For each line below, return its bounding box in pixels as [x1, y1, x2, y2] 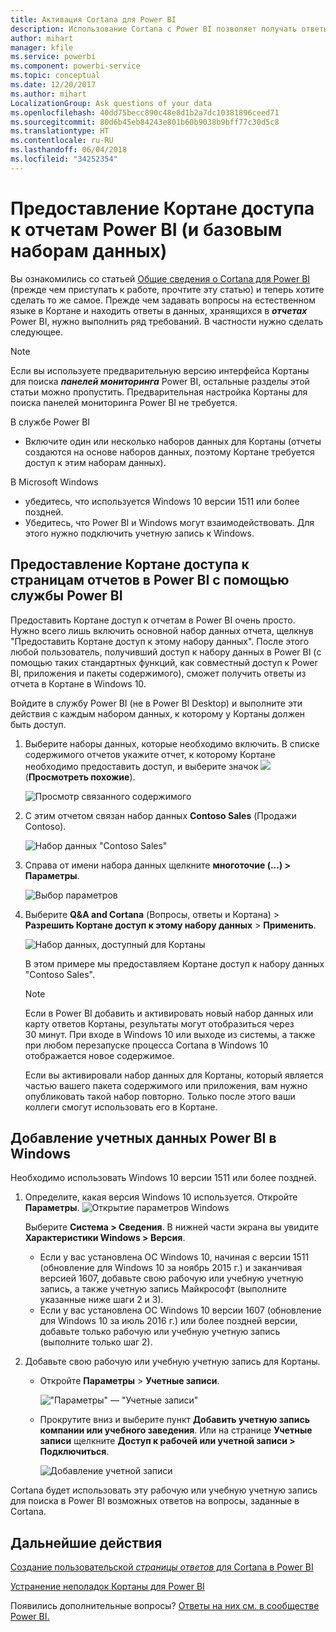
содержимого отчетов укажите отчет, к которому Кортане [24, 748, 276, 760]
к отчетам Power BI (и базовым [10, 218, 283, 241]
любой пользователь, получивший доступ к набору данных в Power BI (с [10, 646, 322, 658]
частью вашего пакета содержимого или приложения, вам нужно [24, 1079, 308, 1091]
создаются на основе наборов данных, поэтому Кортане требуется [24, 446, 315, 458]
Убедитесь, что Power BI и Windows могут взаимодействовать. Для [24, 516, 315, 528]
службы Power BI [10, 587, 123, 605]
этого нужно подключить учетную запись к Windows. [24, 527, 255, 539]
